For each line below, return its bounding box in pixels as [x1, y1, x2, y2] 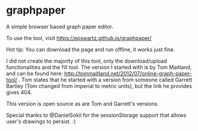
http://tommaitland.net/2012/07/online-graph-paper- [64, 70, 192, 77]
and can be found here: [6, 70, 63, 77]
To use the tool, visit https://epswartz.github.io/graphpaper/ [6, 34, 152, 41]
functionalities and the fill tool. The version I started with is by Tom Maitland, [6, 63, 192, 71]
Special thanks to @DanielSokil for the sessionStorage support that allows [6, 112, 186, 119]
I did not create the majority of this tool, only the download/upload [6, 57, 167, 64]
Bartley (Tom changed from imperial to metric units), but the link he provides [6, 82, 192, 89]
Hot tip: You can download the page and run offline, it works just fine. [6, 45, 176, 53]
